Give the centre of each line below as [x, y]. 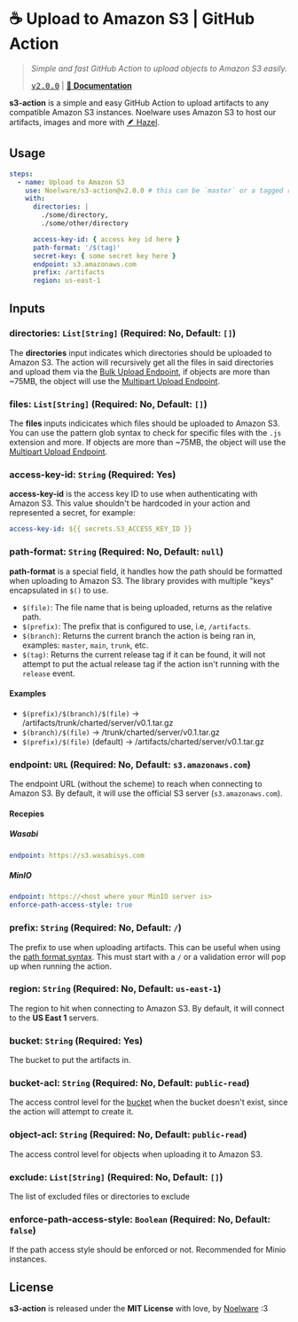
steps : [21, 174]
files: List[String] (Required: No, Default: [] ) [108, 404]
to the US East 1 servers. [54, 1018]
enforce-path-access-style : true [71, 905]
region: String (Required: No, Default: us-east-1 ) [115, 989]
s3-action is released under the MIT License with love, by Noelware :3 [139, 1309]
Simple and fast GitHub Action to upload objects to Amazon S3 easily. [159, 68]
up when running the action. [61, 966]
